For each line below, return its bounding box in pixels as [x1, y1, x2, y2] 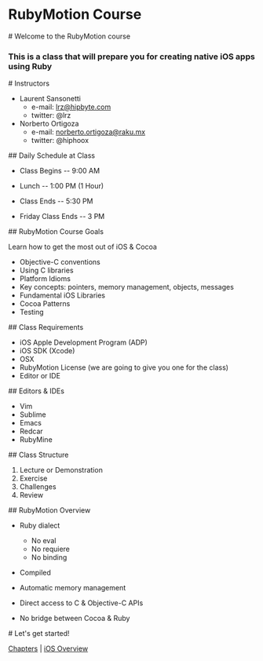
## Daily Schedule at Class [8, 151, 96, 160]
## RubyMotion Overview [8, 506, 91, 515]
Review [19, 491, 44, 500]
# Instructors [8, 79, 49, 88]
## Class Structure [8, 450, 69, 460]
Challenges [19, 482, 57, 491]
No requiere [31, 544, 71, 554]
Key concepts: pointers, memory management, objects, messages [19, 283, 234, 292]
